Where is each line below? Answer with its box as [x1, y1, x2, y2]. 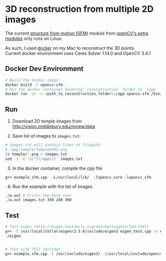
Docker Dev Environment [5, 65, 84, 73]
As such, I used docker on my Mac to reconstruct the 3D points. [5, 45, 135, 51]
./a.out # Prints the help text [5, 193, 72, 198]
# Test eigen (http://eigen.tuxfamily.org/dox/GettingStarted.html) [5, 224, 149, 229]
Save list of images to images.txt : [12, 133, 81, 139]
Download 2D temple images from [12, 118, 83, 124]
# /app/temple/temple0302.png [5, 147, 68, 152]
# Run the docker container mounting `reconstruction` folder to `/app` [5, 87, 158, 92]
